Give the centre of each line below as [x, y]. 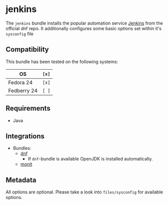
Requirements [28, 109]
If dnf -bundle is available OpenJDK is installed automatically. [90, 159]
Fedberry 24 [23, 90]
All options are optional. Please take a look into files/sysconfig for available [84, 192]
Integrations [25, 136]
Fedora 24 [20, 82]
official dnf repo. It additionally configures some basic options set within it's [84, 28]
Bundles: [22, 148]
